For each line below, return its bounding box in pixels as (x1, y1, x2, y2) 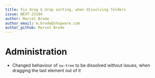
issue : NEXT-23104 (5, 12, 43, 17)
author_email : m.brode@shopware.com (5, 20, 80, 26)
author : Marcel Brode (5, 16, 50, 21)
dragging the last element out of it (12, 68, 81, 74)
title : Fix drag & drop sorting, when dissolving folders (5, 7, 126, 12)
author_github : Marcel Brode (5, 25, 65, 30)
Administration (5, 46, 67, 58)
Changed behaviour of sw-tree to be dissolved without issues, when (12, 62, 151, 68)
